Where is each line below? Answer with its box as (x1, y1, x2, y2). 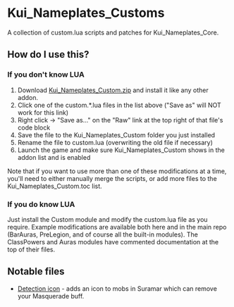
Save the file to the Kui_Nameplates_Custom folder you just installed (17, 130, 216, 139)
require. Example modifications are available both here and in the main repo (7, 223, 227, 231)
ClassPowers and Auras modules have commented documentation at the (7, 237, 219, 246)
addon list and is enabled (17, 153, 91, 161)
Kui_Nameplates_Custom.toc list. (7, 182, 102, 190)
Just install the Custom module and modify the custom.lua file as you (7, 215, 208, 223)
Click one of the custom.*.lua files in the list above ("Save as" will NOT (17, 101, 222, 109)
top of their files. (7, 245, 56, 253)
